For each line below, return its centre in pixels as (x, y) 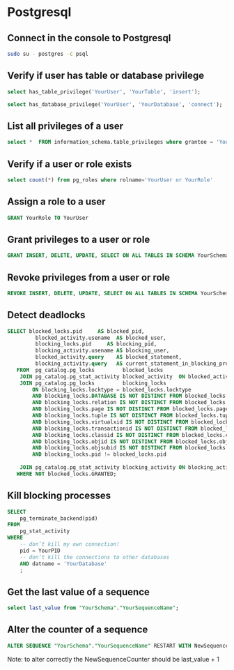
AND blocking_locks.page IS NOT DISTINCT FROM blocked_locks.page (131, 409)
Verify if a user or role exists (70, 164)
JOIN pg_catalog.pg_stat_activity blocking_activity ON (103, 468)
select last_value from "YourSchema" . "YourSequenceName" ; (93, 608)
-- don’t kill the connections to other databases (95, 557)
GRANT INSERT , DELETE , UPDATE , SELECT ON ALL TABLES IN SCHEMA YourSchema (118, 255)
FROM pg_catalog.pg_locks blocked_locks (90, 370)
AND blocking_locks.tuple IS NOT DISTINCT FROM (102, 416)
